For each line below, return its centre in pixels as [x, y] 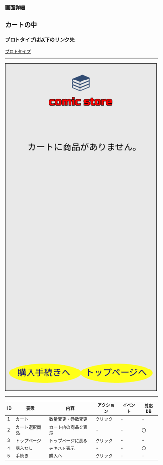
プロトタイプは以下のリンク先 [40, 40]
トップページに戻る [68, 440]
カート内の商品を [66, 427]
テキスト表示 [62, 448]
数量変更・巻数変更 [68, 419]
